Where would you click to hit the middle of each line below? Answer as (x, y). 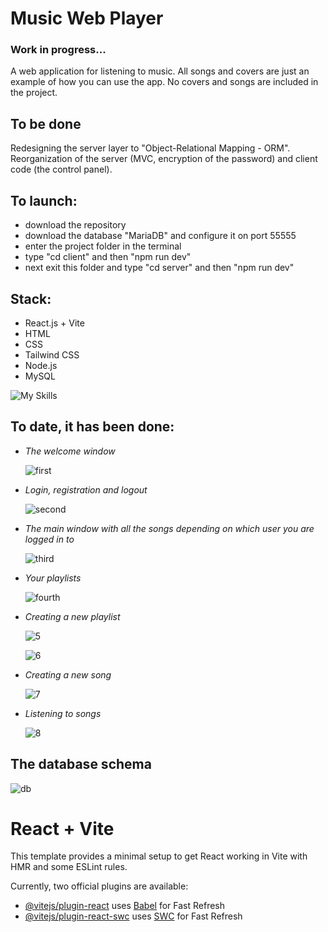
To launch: (44, 200)
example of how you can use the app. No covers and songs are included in (164, 82)
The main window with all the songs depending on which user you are (169, 528)
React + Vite (62, 828)
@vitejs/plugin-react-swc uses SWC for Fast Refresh (133, 916)
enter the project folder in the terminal (103, 246)
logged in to (49, 539)
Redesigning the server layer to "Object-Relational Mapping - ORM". (150, 148)
